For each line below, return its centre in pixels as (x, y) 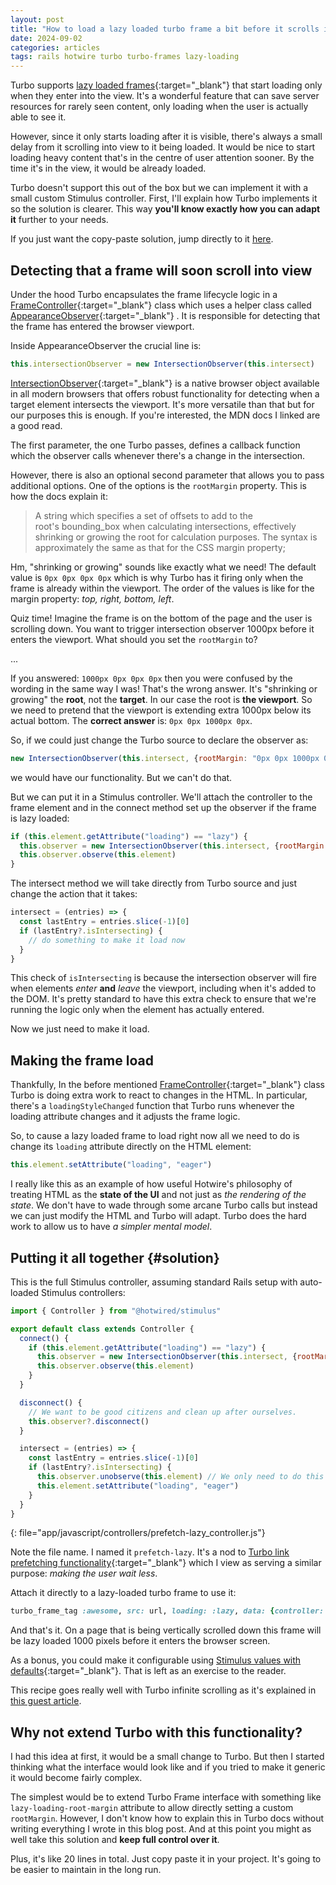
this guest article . (46, 1701)
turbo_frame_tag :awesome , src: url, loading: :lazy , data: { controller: (167, 1611)
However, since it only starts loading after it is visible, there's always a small (166, 137)
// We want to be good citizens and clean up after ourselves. (163, 1412)
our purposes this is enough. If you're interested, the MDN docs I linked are (165, 415)
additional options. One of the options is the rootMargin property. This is (158, 485)
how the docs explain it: (59, 496)
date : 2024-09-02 (46, 38)
